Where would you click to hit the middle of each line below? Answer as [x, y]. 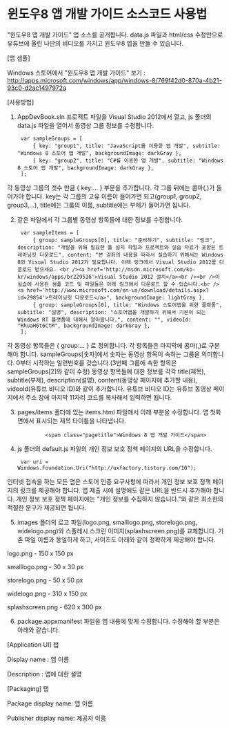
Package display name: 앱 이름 [50, 703]
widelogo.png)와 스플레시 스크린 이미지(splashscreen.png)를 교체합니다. [117, 530]
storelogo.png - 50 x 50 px [45, 580]
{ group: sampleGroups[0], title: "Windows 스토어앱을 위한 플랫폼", [128, 305]
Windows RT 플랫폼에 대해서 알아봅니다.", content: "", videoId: [104, 320]
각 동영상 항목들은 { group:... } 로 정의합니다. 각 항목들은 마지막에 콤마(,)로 [107, 345]
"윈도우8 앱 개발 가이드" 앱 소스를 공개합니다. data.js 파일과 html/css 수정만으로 [115, 35]
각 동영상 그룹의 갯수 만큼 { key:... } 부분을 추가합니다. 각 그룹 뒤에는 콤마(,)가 [111, 187]
